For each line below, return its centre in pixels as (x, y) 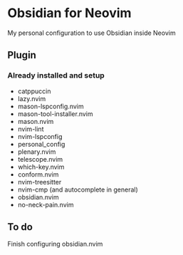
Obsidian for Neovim (69, 13)
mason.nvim (36, 121)
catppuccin (34, 91)
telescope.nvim (40, 159)
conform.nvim (38, 174)
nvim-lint (31, 129)
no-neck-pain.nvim (46, 204)
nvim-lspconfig (40, 136)
